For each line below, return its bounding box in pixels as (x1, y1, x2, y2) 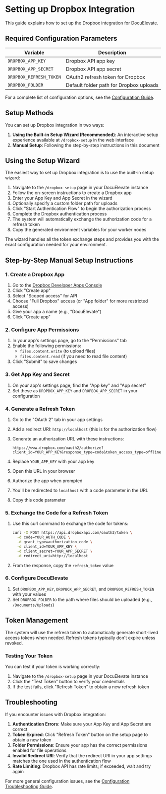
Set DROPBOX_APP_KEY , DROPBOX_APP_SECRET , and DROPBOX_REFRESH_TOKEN (12, 586, 155, 592)
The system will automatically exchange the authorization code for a (12, 216, 152, 222)
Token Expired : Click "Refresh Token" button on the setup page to (12, 731, 148, 737)
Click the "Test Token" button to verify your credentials (12, 678, 125, 684)
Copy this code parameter (12, 497, 66, 503)
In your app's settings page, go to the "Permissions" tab (12, 338, 127, 344)
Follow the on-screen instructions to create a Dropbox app (12, 190, 132, 196)
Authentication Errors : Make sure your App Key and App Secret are (12, 721, 152, 727)
